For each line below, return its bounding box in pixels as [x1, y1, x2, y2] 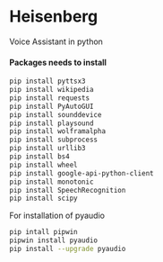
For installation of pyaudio [9, 210, 106, 221]
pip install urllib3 [9, 144, 87, 153]
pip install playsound [9, 119, 94, 128]
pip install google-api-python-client [9, 168, 154, 177]
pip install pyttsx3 [9, 77, 87, 86]
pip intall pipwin [9, 228, 78, 237]
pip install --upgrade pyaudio [9, 245, 126, 254]
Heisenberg [9, 6, 99, 27]
